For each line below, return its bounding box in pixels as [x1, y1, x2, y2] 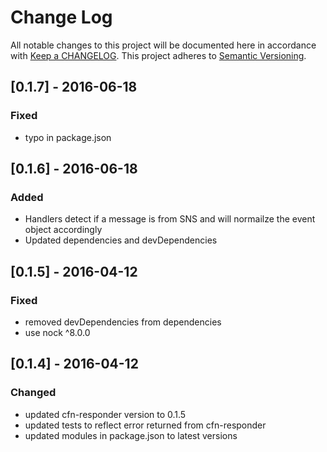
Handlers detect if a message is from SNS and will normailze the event [24, 213, 316, 225]
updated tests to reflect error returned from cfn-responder [24, 419, 267, 431]
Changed [10, 386, 57, 400]
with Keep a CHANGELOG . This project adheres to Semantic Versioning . [10, 49, 307, 61]
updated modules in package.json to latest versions [24, 429, 238, 441]
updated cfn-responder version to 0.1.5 [24, 408, 187, 420]
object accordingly [24, 224, 103, 236]
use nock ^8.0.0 [24, 327, 91, 338]
